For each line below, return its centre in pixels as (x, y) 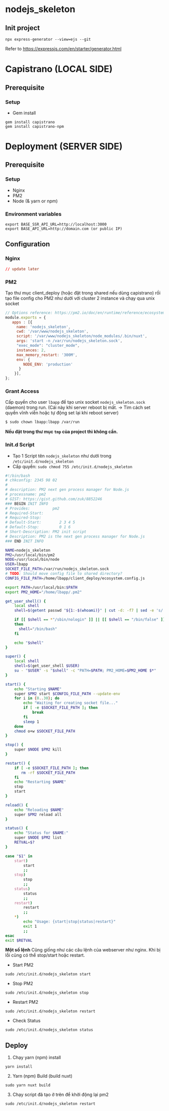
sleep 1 (31, 722)
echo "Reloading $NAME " (39, 810)
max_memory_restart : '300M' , (47, 355)
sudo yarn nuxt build (28, 1085)
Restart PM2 (25, 1002)
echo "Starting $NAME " (38, 689)
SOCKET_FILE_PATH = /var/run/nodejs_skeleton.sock (57, 569)
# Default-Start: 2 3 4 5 (40, 523)
